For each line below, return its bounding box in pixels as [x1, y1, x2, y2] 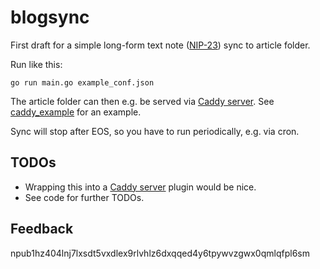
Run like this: [10, 58, 63, 70]
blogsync [10, 6, 90, 29]
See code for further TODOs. [24, 191, 145, 203]
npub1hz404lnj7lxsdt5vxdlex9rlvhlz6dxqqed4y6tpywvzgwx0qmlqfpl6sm [10, 247, 310, 259]
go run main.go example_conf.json [10, 77, 155, 88]
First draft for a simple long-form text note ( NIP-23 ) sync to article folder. [10, 39, 311, 51]
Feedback [10, 221, 74, 238]
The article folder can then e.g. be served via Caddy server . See [10, 95, 275, 107]
